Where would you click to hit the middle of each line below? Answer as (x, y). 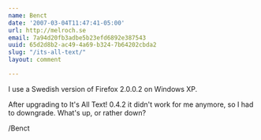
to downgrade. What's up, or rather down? (77, 112)
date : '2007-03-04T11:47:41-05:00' (67, 23)
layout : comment (35, 60)
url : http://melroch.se (47, 30)
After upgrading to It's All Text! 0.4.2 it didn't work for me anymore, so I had (131, 104)
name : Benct (28, 15)
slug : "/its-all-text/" (47, 52)
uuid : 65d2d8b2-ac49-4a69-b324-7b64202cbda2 (82, 45)
